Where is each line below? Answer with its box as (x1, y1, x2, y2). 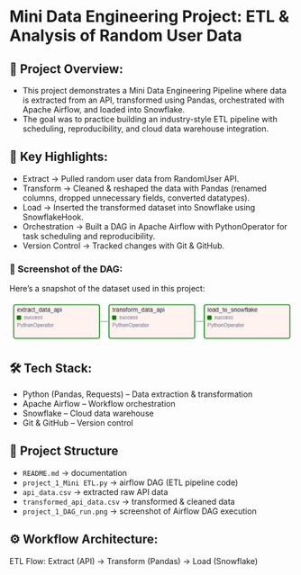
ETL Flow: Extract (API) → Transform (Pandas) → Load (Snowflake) (9, 555, 259, 566)
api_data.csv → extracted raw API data (22, 486, 169, 497)
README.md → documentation (22, 467, 128, 478)
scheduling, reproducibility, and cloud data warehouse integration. (22, 123, 269, 134)
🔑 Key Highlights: (9, 149, 108, 165)
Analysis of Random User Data (9, 25, 242, 46)
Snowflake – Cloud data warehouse (22, 408, 155, 419)
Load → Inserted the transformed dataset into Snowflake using (22, 202, 256, 212)
